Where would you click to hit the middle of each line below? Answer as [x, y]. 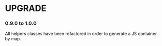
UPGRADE [26, 8]
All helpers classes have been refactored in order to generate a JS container [81, 34]
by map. [13, 39]
